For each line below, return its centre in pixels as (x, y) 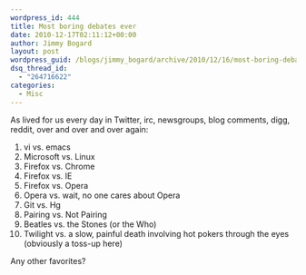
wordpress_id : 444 (45, 18)
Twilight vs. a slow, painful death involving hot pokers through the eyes (156, 233)
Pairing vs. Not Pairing (65, 214)
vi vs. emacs (47, 147)
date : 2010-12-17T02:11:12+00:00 (74, 34)
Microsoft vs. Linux (59, 156)
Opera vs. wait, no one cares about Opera (102, 195)
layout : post (35, 52)
